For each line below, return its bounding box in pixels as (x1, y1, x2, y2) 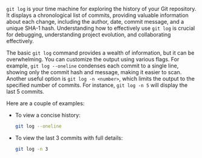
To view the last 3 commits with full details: (15, 134, 123, 142)
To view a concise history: (15, 112, 81, 118)
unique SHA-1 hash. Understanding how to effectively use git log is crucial (6, 24, 195, 32)
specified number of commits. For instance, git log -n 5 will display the (6, 81, 188, 89)
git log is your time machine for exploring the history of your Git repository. (6, 5, 197, 12)
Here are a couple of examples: (6, 100, 85, 107)
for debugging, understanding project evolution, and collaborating (6, 31, 171, 38)
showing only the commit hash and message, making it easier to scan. (6, 69, 182, 75)
